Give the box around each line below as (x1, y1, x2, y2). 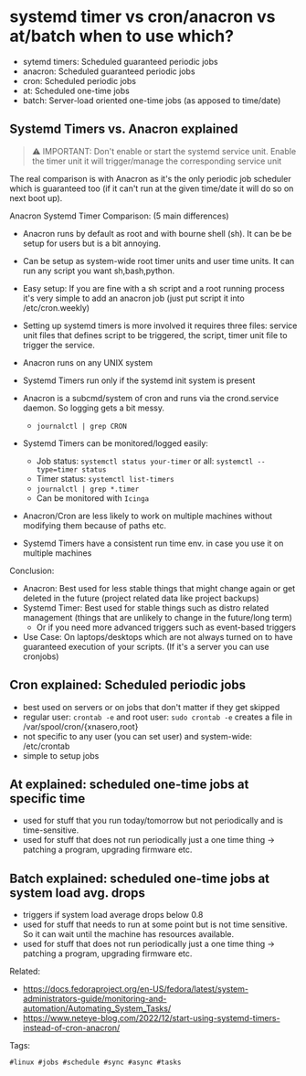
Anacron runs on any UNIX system (22, 357, 153, 368)
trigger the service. (22, 339, 96, 350)
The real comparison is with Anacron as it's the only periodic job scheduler (9, 173, 291, 184)
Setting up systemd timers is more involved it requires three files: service (22, 320, 298, 331)
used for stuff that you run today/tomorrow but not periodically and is (22, 815, 283, 826)
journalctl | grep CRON (36, 421, 128, 431)
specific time (9, 791, 86, 806)
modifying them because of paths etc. (22, 519, 167, 531)
